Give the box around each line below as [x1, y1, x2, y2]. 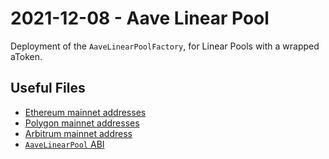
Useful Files [10, 80, 86, 97]
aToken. [10, 50, 43, 62]
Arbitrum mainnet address [24, 127, 133, 139]
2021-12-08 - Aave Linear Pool [10, 7, 270, 30]
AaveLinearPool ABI [24, 138, 105, 150]
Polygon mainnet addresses [24, 117, 140, 129]
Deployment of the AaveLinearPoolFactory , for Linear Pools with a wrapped [10, 40, 320, 52]
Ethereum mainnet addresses [24, 106, 147, 118]
